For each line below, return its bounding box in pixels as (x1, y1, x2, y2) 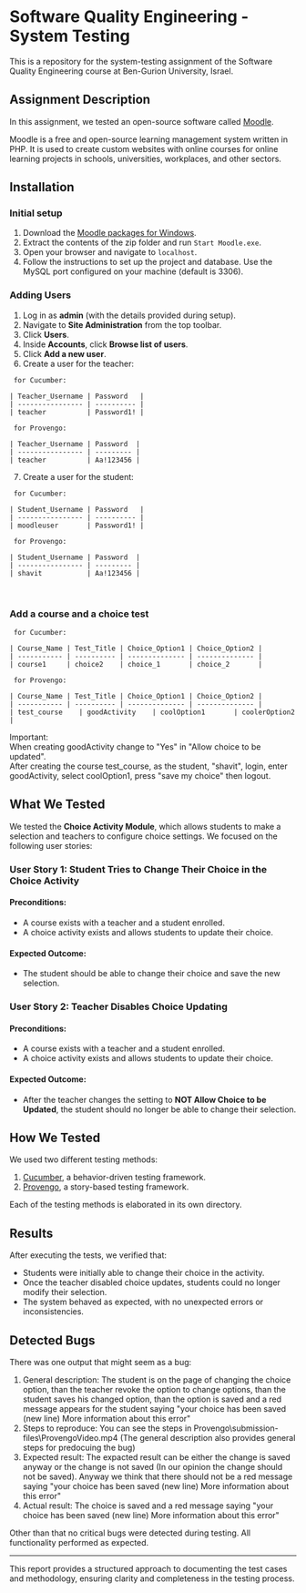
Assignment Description (9, 92, 151, 107)
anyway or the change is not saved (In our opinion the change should (22, 1461, 283, 1472)
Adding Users (9, 289, 71, 301)
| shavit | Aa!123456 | (9, 568, 141, 577)
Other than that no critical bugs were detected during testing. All (9, 1527, 251, 1538)
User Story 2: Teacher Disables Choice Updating (9, 1000, 228, 1013)
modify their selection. (22, 1287, 107, 1298)
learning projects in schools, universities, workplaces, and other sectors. (9, 153, 282, 164)
